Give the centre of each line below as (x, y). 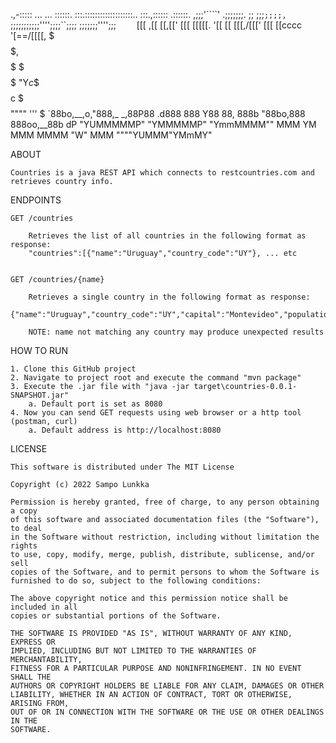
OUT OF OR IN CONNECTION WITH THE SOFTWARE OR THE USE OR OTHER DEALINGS (167, 712)
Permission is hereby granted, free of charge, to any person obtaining (165, 502)
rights (24, 546)
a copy (24, 511)
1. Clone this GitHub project (73, 369)
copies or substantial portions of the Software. (116, 616)
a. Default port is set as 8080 (95, 404)
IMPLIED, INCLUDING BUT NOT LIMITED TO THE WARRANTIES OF (133, 651)
